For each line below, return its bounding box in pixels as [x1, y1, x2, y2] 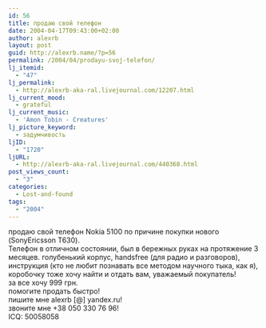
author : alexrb [8, 34, 59, 42]
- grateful [15, 101, 52, 109]
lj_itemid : [8, 64, 45, 72]
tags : [8, 198, 26, 206]
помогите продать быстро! [8, 286, 101, 296]
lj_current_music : [8, 109, 69, 117]
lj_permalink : [8, 78, 56, 86]
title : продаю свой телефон [8, 19, 102, 27]
